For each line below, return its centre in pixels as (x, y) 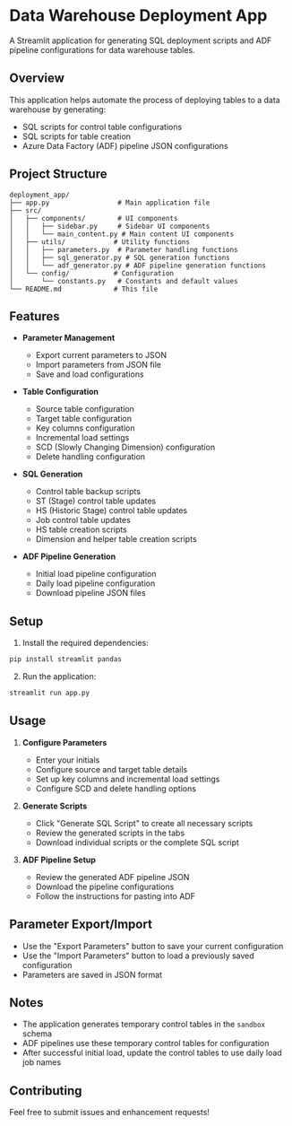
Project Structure (58, 175)
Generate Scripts (55, 806)
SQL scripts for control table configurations (102, 127)
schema (37, 1034)
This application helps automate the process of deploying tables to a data (145, 100)
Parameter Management (69, 338)
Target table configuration (84, 419)
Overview (37, 79)
